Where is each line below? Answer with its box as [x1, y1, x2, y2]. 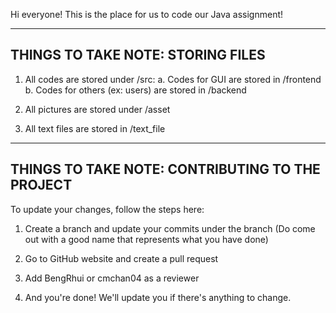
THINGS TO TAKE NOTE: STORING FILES [10, 47, 266, 64]
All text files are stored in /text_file [24, 122, 166, 134]
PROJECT [10, 177, 73, 194]
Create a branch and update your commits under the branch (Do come [24, 222, 316, 234]
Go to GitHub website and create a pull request [24, 252, 219, 264]
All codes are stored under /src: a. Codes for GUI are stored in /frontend [24, 73, 322, 85]
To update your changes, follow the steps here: [10, 203, 205, 215]
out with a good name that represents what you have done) [24, 233, 269, 245]
